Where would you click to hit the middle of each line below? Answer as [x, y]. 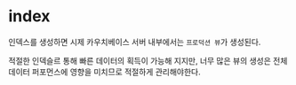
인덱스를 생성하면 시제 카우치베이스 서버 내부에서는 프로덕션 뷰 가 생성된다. [135, 42]
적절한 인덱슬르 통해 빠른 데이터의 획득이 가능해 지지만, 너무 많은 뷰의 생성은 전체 [148, 60]
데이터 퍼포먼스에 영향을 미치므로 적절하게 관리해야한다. [104, 72]
